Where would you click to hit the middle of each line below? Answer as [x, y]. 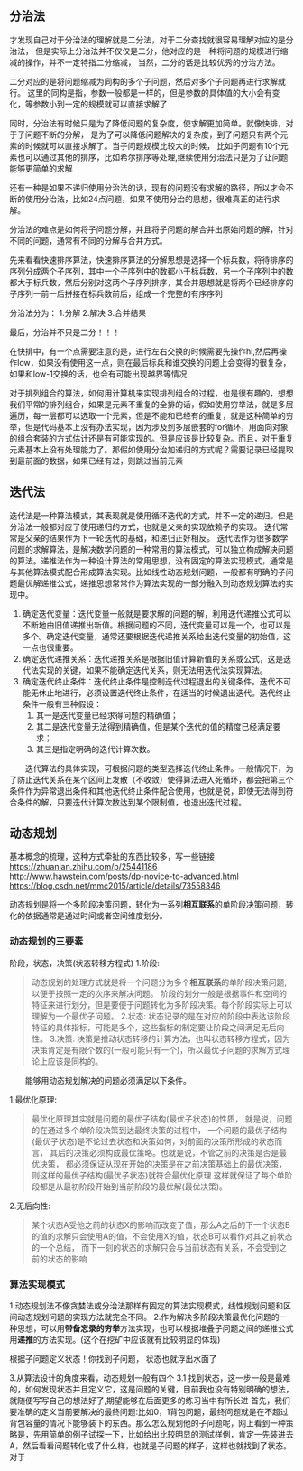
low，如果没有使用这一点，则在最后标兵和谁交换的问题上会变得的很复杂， [154, 362]
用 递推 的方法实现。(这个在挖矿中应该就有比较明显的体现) [115, 1340]
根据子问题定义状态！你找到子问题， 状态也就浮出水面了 [113, 1359]
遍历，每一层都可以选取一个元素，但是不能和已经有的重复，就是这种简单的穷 [151, 415]
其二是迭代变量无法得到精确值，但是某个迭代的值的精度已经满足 [154, 726]
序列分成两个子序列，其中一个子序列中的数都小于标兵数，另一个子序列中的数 [151, 271]
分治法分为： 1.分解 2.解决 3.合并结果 [78, 312]
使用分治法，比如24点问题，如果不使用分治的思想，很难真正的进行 [148, 199]
